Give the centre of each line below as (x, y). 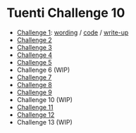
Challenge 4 (35, 55)
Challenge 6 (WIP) (43, 70)
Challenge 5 (34, 62)
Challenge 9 (34, 92)
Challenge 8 (34, 84)
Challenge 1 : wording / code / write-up (73, 32)
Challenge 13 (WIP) (45, 122)
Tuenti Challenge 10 (66, 13)
